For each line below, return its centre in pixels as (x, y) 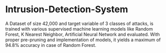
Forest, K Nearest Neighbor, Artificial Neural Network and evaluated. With (82, 34)
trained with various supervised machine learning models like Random (79, 29)
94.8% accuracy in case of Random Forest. (51, 45)
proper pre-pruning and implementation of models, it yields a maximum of (83, 40)
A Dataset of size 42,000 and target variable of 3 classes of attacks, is (79, 23)
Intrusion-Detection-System (67, 9)
